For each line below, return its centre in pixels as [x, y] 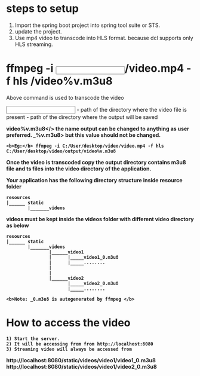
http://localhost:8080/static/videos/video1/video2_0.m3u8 [81, 366]
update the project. [38, 31]
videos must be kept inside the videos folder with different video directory [100, 219]
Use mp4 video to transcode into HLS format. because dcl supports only [104, 38]
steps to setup [42, 9]
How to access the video [68, 323]
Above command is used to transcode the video [65, 97]
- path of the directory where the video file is [132, 109]
